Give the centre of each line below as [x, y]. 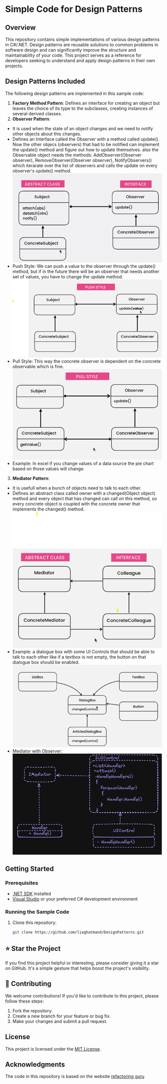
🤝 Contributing [28, 984]
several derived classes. [37, 113]
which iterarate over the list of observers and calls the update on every [85, 166]
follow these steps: [24, 1001]
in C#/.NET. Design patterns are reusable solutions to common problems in [82, 45]
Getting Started [30, 869]
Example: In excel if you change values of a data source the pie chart [83, 463]
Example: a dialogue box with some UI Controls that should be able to [83, 652]
